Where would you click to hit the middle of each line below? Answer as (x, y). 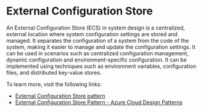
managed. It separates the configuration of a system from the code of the (98, 40)
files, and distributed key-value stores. (54, 72)
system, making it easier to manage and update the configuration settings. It (101, 47)
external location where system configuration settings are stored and (92, 34)
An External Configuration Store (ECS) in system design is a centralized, (96, 28)
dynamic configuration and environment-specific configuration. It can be (96, 60)
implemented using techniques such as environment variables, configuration (101, 66)
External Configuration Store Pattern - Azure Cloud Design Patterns (99, 102)
